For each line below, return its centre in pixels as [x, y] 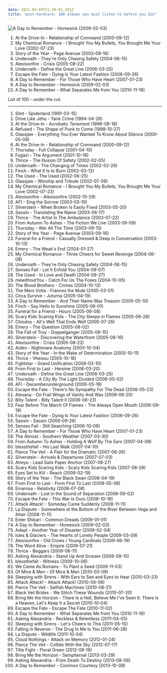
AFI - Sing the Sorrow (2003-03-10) [51, 202]
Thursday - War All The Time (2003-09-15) [58, 228]
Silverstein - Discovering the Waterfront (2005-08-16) [69, 337]
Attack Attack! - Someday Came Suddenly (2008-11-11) [70, 504]
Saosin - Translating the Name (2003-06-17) [60, 212]
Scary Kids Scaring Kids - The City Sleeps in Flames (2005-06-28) [82, 316]
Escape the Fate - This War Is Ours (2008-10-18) [64, 499]
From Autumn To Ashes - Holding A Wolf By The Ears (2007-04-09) [83, 441]
